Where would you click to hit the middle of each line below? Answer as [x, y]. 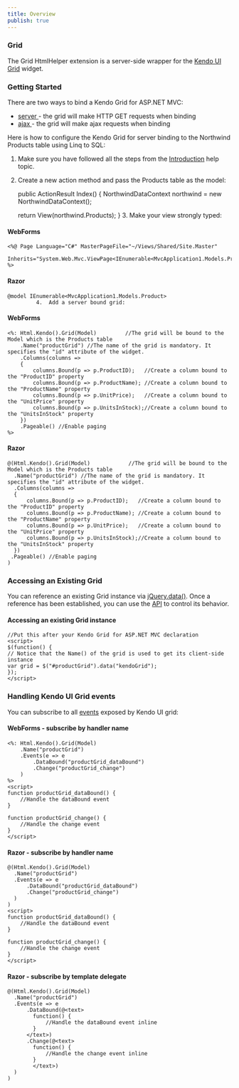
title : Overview [31, 14]
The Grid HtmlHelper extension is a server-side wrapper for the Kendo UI [115, 60]
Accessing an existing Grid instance [62, 620]
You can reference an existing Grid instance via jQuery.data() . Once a [109, 596]
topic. [26, 166]
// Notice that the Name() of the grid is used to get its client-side [116, 654]
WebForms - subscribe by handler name [68, 728]
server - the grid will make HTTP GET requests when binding [107, 116]
